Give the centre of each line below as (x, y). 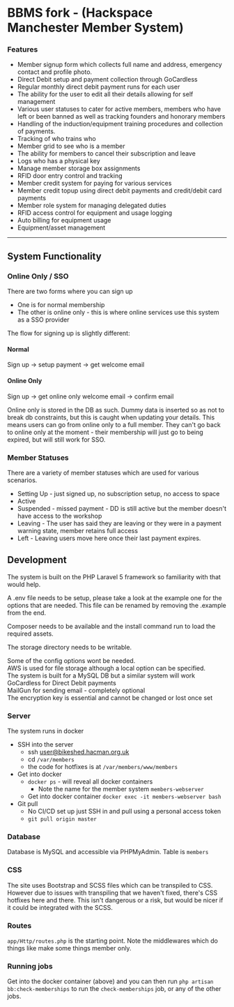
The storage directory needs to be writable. (70, 647)
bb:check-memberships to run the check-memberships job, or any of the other (114, 989)
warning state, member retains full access (77, 530)
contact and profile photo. (55, 72)
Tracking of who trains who (56, 139)
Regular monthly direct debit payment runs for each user (99, 87)
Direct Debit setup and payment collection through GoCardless (107, 80)
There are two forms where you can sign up (70, 292)
